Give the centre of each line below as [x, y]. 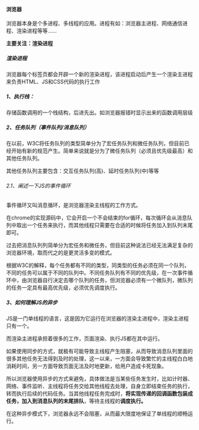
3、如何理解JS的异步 [32, 302]
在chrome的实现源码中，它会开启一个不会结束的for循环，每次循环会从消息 [97, 218]
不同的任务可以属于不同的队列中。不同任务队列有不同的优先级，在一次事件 [97, 273]
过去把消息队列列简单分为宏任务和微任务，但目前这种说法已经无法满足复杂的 [99, 245]
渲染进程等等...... [37, 31]
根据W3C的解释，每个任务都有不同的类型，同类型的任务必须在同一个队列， [98, 265]
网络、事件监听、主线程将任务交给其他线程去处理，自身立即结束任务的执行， [99, 386]
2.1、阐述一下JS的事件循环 [38, 186]
